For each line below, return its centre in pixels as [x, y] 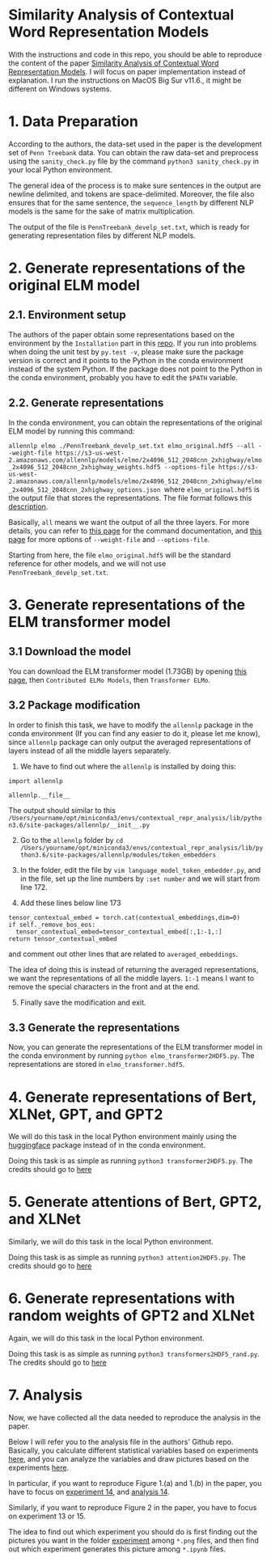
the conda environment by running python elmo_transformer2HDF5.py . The [131, 1056]
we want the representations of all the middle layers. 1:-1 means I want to [131, 978]
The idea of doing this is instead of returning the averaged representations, [133, 969]
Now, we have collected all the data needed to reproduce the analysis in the [135, 1418]
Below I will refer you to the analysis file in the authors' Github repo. [121, 1442]
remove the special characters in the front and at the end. [104, 986]
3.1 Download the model [70, 652]
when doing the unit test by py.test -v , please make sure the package [126, 351]
